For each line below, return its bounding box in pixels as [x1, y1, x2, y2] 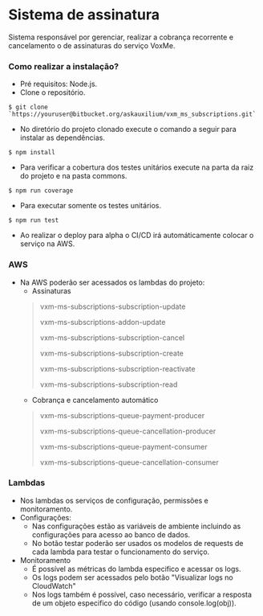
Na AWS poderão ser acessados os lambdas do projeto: [19, 277, 205, 287]
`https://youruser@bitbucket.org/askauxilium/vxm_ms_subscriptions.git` [8, 110, 257, 118]
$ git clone [8, 103, 48, 112]
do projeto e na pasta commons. [19, 171, 127, 181]
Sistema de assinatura [8, 6, 160, 24]
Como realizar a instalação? [8, 60, 119, 72]
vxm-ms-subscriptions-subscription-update [39, 302, 186, 311]
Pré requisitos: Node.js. [19, 79, 98, 89]
